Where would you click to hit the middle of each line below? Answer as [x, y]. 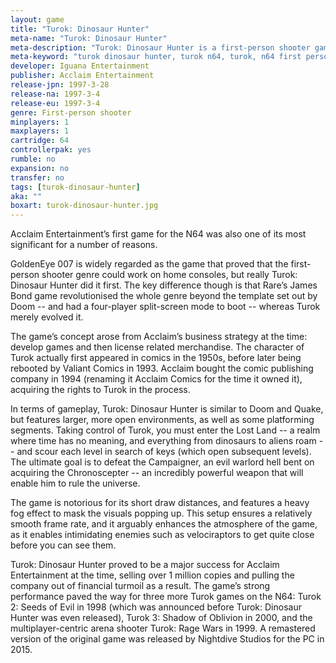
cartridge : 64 [40, 141]
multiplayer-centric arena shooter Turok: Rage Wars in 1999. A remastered [163, 628]
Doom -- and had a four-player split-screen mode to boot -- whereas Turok [165, 307]
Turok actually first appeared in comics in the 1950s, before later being [156, 358]
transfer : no [37, 177]
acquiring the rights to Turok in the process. [100, 390]
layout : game [37, 19]
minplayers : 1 [40, 122]
